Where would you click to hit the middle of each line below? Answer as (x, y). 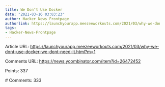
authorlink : (17, 23)
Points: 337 (16, 71)
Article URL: (17, 46)
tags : (11, 28)
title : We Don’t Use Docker (34, 10)
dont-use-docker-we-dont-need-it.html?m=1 (50, 52)
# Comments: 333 (23, 80)
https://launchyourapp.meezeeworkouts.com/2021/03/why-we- (95, 46)
